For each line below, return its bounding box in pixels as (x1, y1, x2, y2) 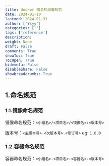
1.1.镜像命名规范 (5, 107, 43, 114)
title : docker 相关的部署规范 (5, 7, 62, 12)
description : (5, 35, 32, 40)
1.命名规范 (5, 91, 37, 99)
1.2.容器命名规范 (5, 143, 45, 150)
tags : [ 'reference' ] (5, 30, 48, 35)
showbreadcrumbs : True (5, 72, 52, 77)
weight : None (5, 40, 32, 44)
